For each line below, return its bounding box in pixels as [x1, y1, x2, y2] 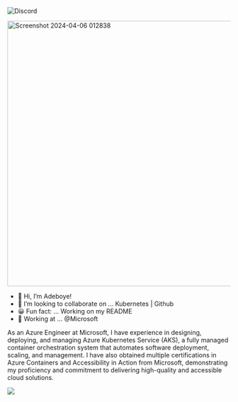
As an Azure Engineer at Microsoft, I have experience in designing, [7, 328, 202, 336]
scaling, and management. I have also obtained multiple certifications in [7, 351, 217, 359]
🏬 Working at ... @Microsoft [17, 315, 98, 323]
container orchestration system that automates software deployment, [7, 343, 210, 352]
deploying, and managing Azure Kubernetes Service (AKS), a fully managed [7, 336, 229, 344]
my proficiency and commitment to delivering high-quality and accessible [7, 366, 222, 374]
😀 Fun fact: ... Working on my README [17, 307, 132, 315]
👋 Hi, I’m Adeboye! [17, 292, 72, 300]
